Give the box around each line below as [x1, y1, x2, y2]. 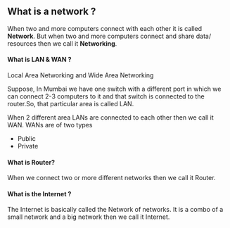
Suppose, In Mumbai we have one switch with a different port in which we [7, 84, 222, 94]
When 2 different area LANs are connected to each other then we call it [7, 113, 215, 122]
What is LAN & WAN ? [7, 56, 72, 64]
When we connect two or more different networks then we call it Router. [7, 174, 216, 182]
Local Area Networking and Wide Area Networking [7, 71, 154, 80]
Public [17, 134, 37, 143]
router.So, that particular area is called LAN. [7, 100, 134, 108]
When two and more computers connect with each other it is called [7, 24, 203, 32]
